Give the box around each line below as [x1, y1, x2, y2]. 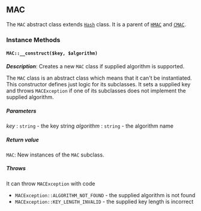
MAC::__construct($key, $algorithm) [6, 50, 98, 56]
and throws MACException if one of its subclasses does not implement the [6, 87, 186, 94]
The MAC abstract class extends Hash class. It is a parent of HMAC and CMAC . [6, 20, 186, 28]
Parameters [6, 107, 37, 114]
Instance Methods [6, 35, 61, 44]
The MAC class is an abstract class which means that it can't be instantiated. [6, 74, 192, 82]
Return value [6, 136, 39, 143]
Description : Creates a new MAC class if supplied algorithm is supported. [6, 62, 185, 70]
